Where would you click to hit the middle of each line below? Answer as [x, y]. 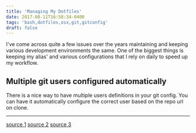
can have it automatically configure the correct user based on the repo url [95, 101]
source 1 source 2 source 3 [39, 125]
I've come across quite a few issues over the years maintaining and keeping [97, 44]
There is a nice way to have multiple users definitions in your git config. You [97, 95]
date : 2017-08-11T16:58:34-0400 [45, 17]
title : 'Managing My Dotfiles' [44, 11]
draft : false [22, 28]
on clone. [17, 108]
